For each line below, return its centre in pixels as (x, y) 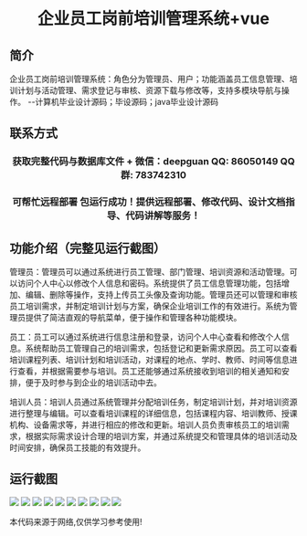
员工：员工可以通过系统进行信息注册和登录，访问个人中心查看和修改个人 (145, 337)
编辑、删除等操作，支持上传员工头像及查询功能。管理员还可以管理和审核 (161, 295)
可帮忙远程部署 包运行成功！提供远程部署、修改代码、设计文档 (149, 202)
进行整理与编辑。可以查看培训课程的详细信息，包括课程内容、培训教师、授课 (153, 414)
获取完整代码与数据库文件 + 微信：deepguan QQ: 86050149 (145, 162)
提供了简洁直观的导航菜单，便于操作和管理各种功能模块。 (133, 318)
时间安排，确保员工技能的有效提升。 (78, 447)
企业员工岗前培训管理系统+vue (153, 19)
